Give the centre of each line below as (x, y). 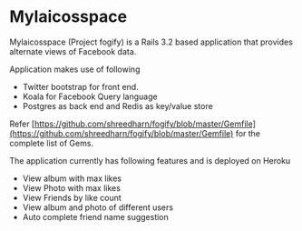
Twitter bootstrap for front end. (80, 86)
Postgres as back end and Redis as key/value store (117, 105)
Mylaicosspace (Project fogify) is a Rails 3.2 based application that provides (151, 42)
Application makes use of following (75, 69)
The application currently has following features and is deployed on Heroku (150, 160)
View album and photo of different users (98, 207)
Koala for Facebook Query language (90, 96)
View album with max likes (72, 178)
